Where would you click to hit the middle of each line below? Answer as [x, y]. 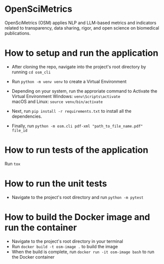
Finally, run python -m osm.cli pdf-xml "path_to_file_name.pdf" [77, 126]
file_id [19, 131]
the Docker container [33, 257]
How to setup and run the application [82, 53]
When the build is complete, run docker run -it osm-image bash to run [83, 252]
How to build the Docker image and [77, 217]
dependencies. [27, 116]
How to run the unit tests [56, 184]
